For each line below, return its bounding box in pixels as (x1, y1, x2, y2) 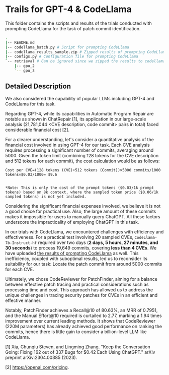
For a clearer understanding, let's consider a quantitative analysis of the (5, 136, 154, 142)
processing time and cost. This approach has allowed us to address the (5, 286, 153, 293)
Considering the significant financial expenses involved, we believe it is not (5, 203, 161, 209)
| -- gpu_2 (14, 64, 35, 69)
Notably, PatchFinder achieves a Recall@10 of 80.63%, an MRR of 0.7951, (5, 307, 158, 313)
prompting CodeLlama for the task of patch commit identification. (5, 25, 141, 31)
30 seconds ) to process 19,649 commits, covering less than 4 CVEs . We (5, 244, 157, 251)
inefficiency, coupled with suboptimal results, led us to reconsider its (5, 256, 147, 262)
